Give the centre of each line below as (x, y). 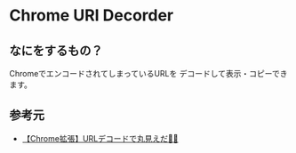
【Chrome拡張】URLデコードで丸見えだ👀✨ (100, 138)
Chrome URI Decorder (92, 16)
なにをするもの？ (56, 50)
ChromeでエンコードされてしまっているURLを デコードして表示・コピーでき (148, 73)
